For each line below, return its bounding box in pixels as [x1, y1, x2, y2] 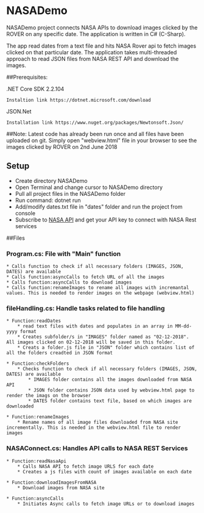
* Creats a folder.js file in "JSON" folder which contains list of [17, 345, 195, 351]
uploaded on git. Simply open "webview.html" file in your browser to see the [6, 137, 197, 144]
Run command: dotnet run [15, 196, 81, 204]
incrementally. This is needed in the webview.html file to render [6, 425, 181, 431]
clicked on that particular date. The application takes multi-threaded [6, 48, 177, 56]
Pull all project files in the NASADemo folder [15, 190, 126, 197]
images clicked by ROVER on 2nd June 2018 [6, 143, 118, 150]
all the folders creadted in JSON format [6, 350, 113, 356]
